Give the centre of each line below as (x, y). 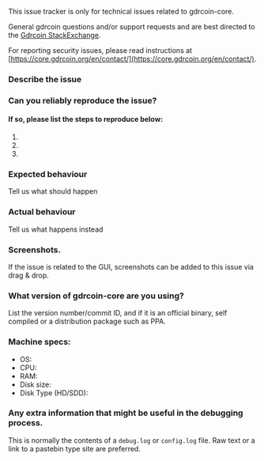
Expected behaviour (48, 174)
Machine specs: (40, 342)
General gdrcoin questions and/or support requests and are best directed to (132, 26)
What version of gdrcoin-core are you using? (96, 296)
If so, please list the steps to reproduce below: (86, 119)
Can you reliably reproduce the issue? (83, 100)
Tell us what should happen (53, 191)
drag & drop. (28, 275)
